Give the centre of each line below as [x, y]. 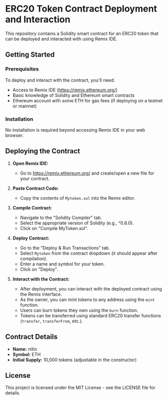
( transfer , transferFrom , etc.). [51, 321]
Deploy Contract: [31, 238]
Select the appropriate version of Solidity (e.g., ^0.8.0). [77, 223]
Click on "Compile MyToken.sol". [54, 228]
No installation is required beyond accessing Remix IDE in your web [75, 130]
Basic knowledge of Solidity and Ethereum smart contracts [73, 95]
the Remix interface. [41, 294]
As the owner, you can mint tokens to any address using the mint [87, 299]
